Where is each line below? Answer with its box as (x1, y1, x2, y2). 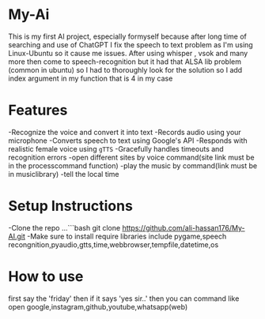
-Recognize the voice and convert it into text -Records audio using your (8, 127, 241, 137)
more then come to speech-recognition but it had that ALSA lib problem (8, 57, 241, 66)
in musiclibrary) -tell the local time (8, 169, 120, 178)
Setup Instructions (8, 197, 133, 215)
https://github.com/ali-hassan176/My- (122, 223, 245, 232)
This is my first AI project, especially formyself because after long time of (8, 32, 248, 41)
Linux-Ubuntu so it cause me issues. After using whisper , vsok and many (8, 48, 248, 58)
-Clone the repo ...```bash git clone (8, 223, 121, 232)
